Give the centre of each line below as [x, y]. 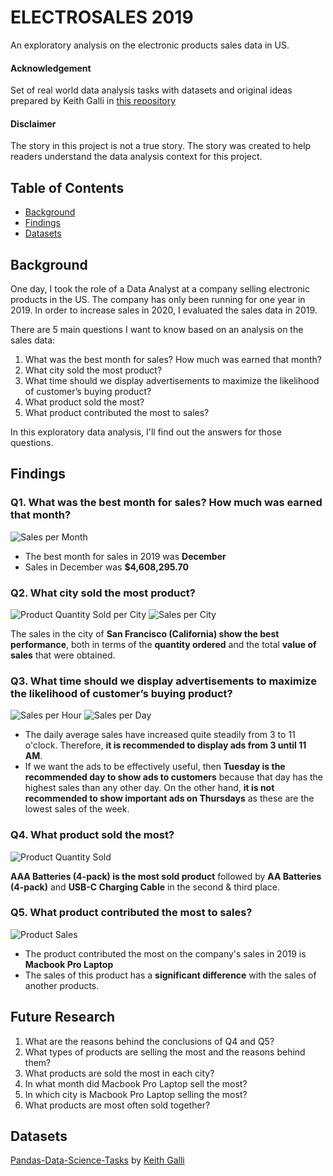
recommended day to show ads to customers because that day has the [173, 777]
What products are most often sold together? [117, 1105]
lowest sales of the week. [77, 809]
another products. [62, 985]
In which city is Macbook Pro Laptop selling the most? [136, 1094]
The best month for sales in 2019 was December [125, 556]
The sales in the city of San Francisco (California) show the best [145, 633]
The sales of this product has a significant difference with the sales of [170, 975]
